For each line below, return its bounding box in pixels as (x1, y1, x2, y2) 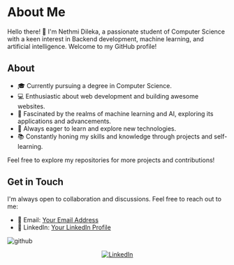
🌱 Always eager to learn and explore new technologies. (17, 124, 177, 133)
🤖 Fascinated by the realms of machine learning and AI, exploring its (17, 109, 214, 117)
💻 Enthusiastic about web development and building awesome (17, 92, 199, 100)
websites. (17, 102, 45, 110)
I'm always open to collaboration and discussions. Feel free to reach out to (7, 194, 222, 203)
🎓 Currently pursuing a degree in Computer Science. (17, 81, 173, 89)
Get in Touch (7, 176, 64, 188)
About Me (7, 4, 66, 20)
